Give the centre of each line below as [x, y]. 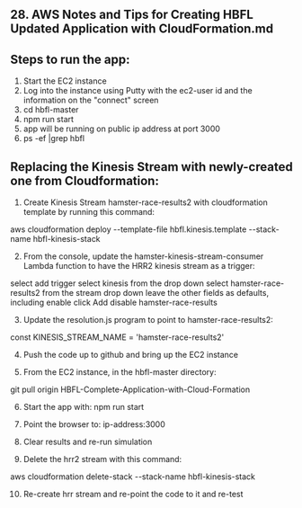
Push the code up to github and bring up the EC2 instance [131, 355]
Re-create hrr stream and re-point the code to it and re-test [133, 495]
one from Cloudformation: [85, 180]
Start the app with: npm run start [84, 407]
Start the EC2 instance [65, 81]
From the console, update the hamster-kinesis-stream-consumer [143, 256]
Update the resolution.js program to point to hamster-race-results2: [148, 320]
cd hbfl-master [51, 110]
